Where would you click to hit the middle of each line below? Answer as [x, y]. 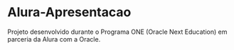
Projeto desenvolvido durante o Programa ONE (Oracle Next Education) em [117, 32]
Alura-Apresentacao [69, 12]
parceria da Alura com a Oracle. [54, 39]
